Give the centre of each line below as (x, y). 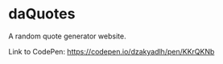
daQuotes (42, 14)
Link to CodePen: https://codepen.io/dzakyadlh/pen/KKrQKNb (111, 51)
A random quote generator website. (67, 36)
